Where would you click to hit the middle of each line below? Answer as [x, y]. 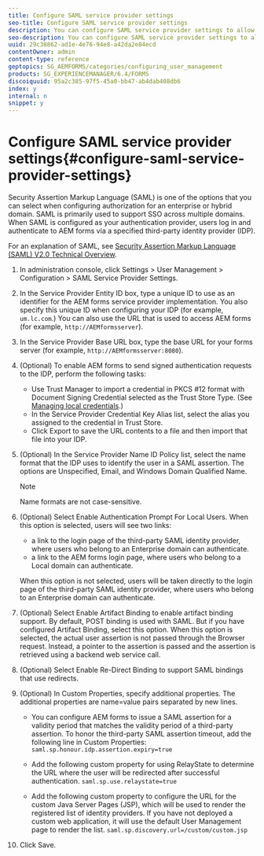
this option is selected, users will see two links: [95, 526]
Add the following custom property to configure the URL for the [134, 796]
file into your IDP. [59, 439]
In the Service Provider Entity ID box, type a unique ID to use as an [127, 293]
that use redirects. [49, 678]
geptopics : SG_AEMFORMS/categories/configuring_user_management [115, 67]
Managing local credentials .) [77, 406]
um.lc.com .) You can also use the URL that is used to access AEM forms [135, 319]
